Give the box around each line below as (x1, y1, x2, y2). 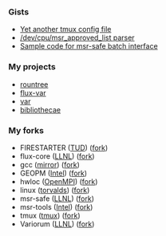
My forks (8, 124, 44, 136)
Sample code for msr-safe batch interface (19, 41, 158, 51)
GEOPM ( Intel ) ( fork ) (19, 168, 88, 178)
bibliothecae (19, 104, 61, 114)
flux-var (19, 88, 46, 97)
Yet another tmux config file (19, 25, 112, 34)
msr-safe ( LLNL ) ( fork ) (19, 194, 94, 203)
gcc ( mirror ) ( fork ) (19, 159, 80, 169)
